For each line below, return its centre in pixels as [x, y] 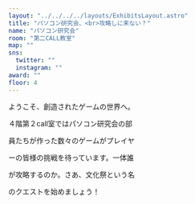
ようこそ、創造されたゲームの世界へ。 [71, 106]
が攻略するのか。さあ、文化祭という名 [71, 174]
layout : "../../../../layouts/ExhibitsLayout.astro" [98, 16]
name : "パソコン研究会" [44, 30]
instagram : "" [39, 68]
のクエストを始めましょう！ [54, 191]
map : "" [21, 46]
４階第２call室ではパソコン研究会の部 [70, 123]
